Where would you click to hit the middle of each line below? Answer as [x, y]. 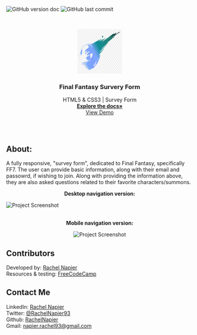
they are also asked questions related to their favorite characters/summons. [99, 182]
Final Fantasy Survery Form [100, 87]
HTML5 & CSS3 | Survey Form [100, 100]
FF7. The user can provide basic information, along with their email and [93, 170]
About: [19, 149]
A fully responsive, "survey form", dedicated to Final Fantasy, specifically [96, 163]
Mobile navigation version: [100, 223]
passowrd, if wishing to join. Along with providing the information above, [94, 176]
